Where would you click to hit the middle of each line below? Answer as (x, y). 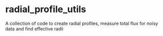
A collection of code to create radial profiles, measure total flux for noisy (82, 23)
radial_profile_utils (46, 9)
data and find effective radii (34, 28)
